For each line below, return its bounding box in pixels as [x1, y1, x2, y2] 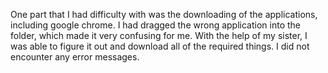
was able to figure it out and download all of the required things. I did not [10, 40, 310, 52]
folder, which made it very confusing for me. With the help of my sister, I [10, 30, 308, 41]
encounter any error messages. [10, 51, 140, 63]
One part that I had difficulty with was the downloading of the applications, [10, 9, 318, 20]
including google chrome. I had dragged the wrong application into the [10, 19, 301, 31]
